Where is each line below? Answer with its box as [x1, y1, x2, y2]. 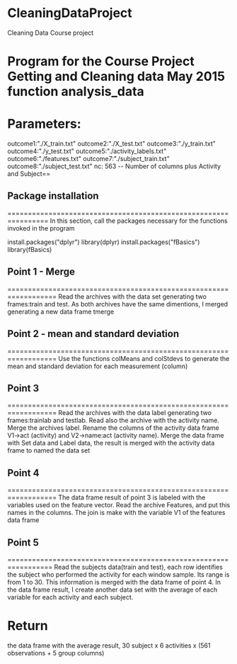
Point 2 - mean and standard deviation [7, 328, 180, 340]
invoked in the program [7, 223, 76, 232]
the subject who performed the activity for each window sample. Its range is [7, 570, 230, 579]
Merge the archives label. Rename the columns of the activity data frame [7, 424, 219, 432]
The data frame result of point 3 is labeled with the [58, 493, 206, 502]
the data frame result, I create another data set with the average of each [7, 585, 218, 594]
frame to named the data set [7, 446, 91, 455]
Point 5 [7, 536, 39, 548]
